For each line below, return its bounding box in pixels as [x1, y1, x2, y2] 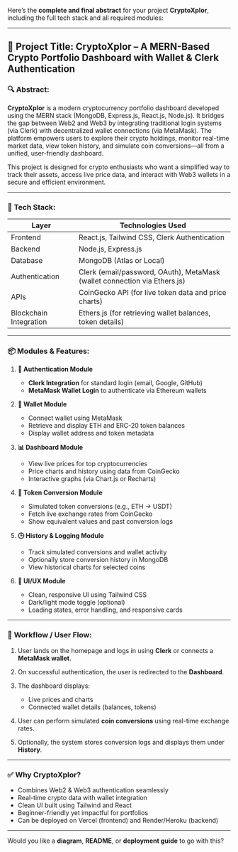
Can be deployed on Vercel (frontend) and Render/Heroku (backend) [17, 816, 219, 824]
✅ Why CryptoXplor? [7, 770, 81, 780]
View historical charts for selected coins [28, 563, 146, 571]
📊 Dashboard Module [17, 443, 84, 452]
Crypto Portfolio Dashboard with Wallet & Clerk [7, 52, 220, 64]
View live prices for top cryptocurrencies [28, 460, 147, 468]
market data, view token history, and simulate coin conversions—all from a [7, 141, 225, 150]
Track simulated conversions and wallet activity [28, 548, 167, 556]
